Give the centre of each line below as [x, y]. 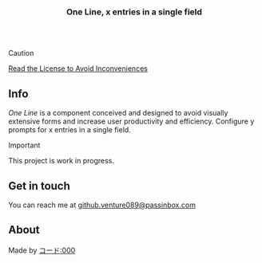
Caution [21, 53]
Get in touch [39, 186]
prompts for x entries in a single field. [70, 130]
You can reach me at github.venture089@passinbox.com [102, 205]
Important [24, 145]
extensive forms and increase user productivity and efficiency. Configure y [131, 121]
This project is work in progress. [61, 161]
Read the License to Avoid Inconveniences [78, 69]
